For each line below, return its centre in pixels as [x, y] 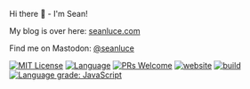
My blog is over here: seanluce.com [75, 31]
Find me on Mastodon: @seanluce [72, 48]
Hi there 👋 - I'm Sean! [48, 14]
